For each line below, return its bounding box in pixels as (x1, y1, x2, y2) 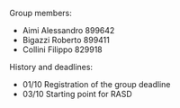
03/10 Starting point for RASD (22, 89, 132, 99)
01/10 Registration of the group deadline (22, 79, 171, 89)
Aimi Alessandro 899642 (22, 25, 115, 35)
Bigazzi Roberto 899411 (22, 35, 110, 45)
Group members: (9, 8, 72, 18)
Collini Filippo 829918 (22, 44, 103, 55)
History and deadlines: (9, 62, 93, 72)
